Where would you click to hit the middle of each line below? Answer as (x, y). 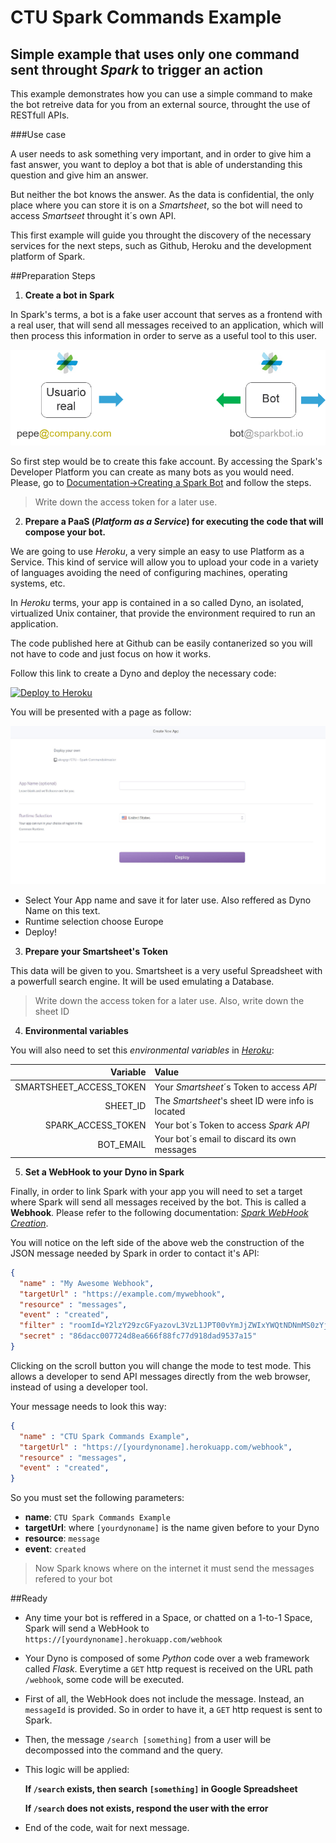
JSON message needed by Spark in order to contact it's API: (135, 1253)
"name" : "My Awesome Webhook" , (87, 1283)
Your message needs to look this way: (88, 1406)
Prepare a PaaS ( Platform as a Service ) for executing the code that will (174, 522)
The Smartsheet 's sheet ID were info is (234, 1100)
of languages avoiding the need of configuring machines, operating (149, 573)
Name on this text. (62, 910)
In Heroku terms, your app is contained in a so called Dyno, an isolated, (157, 603)
